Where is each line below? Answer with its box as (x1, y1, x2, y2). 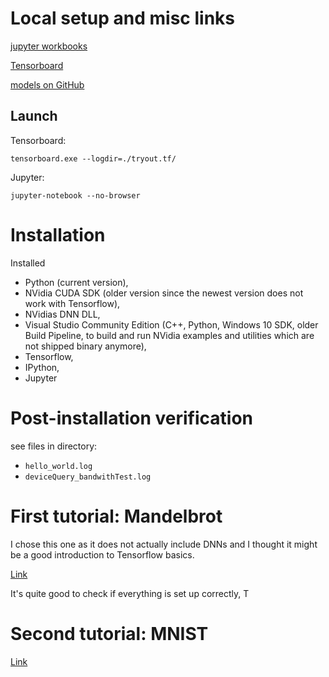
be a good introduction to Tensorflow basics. (10, 548, 195, 561)
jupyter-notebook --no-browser (10, 190, 141, 201)
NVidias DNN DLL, (24, 308, 101, 320)
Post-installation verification (10, 407, 253, 429)
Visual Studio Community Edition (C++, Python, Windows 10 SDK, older (24, 318, 319, 331)
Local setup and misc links (10, 7, 235, 30)
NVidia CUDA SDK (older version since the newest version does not (24, 287, 304, 299)
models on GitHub (10, 78, 85, 91)
